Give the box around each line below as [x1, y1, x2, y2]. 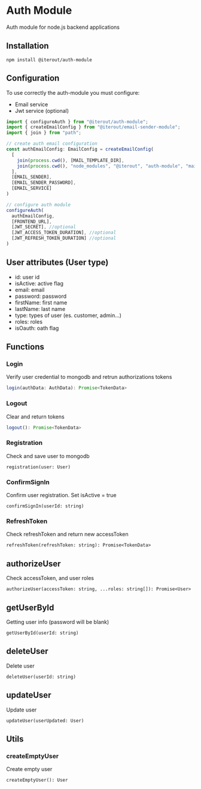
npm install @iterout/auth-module [6, 56, 93, 63]
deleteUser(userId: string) [6, 674, 77, 680]
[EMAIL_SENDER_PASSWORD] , [11, 180, 77, 186]
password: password [14, 292, 67, 300]
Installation [6, 41, 49, 51]
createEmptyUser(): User [6, 777, 68, 784]
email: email [14, 286, 45, 293]
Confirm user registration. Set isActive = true [6, 492, 117, 499]
